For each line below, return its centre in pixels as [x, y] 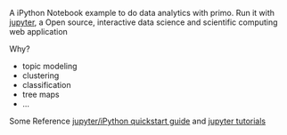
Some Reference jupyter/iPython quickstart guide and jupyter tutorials [137, 121]
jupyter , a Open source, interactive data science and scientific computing [143, 22]
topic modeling [49, 66]
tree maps [41, 94]
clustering [41, 75]
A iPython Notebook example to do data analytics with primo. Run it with [142, 13]
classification [46, 85]
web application [39, 32]
